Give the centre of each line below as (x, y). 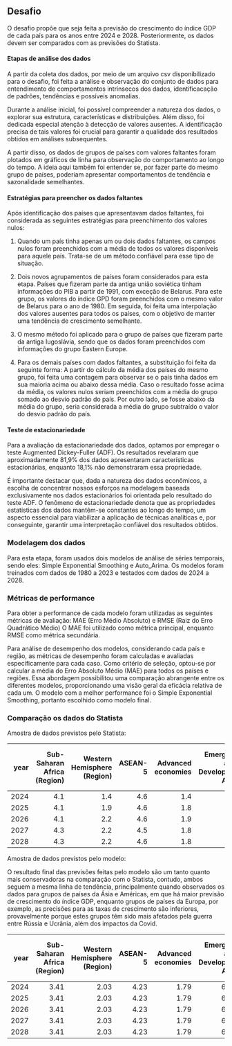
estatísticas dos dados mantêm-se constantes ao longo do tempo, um (107, 510)
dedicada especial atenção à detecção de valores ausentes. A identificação (115, 125)
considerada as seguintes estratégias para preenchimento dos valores (107, 220)
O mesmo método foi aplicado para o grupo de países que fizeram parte (120, 335)
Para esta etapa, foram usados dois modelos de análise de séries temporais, (116, 558)
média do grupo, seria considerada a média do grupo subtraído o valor (118, 407)
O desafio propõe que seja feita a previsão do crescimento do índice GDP (112, 28)
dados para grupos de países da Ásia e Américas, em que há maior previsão (116, 894)
